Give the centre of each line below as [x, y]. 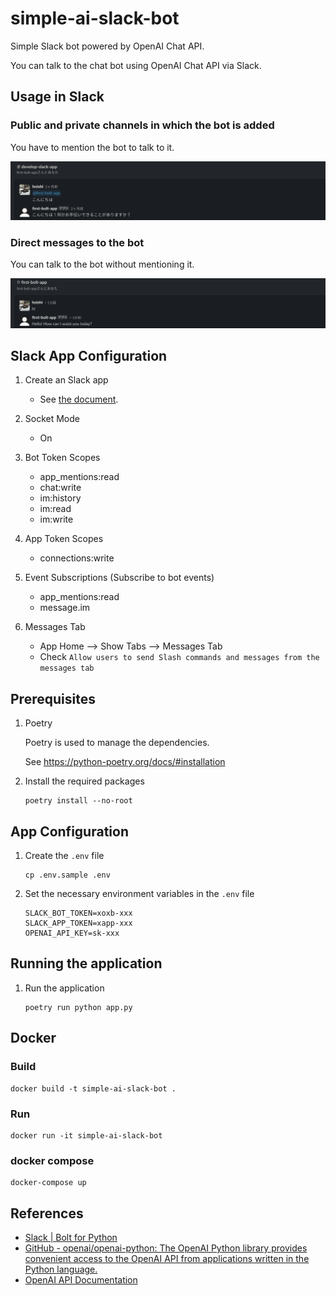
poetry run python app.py [78, 1007]
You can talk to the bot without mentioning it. [102, 264]
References [47, 1213]
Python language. [61, 1269]
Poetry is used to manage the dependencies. [117, 743]
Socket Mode [52, 419]
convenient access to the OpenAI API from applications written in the [167, 1258]
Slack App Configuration [89, 356]
